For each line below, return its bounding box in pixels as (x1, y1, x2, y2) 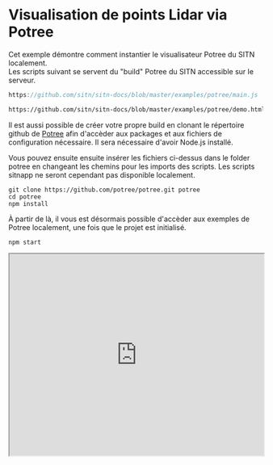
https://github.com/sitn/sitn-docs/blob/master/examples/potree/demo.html (8, 105, 266, 114)
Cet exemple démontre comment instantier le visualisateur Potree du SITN (8, 49, 255, 59)
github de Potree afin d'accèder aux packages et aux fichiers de (8, 128, 222, 138)
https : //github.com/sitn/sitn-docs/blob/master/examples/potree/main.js (8, 90, 258, 98)
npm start (8, 238, 42, 246)
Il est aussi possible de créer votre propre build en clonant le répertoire (8, 119, 245, 130)
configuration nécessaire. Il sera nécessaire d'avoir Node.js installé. (8, 137, 234, 147)
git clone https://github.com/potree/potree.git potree (8, 186, 200, 194)
